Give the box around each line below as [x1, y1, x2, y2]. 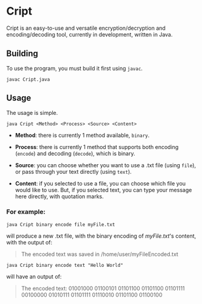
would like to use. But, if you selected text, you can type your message [15, 186, 192, 193]
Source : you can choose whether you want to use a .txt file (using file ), [15, 161, 196, 168]
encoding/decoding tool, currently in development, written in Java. [6, 30, 173, 38]
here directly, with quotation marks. [15, 193, 104, 200]
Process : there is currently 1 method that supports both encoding [15, 143, 179, 150]
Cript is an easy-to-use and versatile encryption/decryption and [6, 24, 166, 32]
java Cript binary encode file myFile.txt [6, 221, 115, 227]
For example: [6, 208, 45, 216]
